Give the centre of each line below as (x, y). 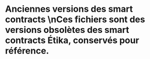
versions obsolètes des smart (67, 30)
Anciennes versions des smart (69, 9)
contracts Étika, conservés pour (72, 41)
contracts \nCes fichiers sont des (75, 19)
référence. (27, 51)
